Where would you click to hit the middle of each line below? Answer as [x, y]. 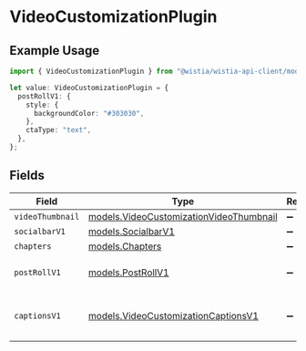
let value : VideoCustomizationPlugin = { [89, 88]
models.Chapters [125, 246]
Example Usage [55, 51]
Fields [27, 175]
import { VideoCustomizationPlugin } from [91, 71]
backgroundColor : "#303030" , [89, 113]
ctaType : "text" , [59, 130]
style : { [42, 105]
